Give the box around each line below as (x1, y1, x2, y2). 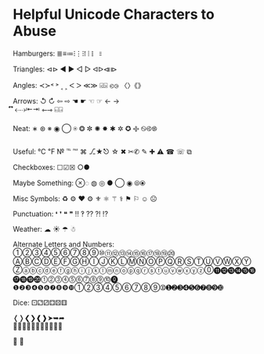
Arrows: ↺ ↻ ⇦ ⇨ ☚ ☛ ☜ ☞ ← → (13, 96, 120, 105)
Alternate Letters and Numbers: (13, 239, 115, 249)
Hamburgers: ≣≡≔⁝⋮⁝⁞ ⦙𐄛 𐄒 (13, 49, 104, 58)
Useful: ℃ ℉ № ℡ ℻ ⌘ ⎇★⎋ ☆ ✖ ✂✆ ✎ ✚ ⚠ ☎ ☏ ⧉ (13, 147, 193, 156)
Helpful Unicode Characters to (13, 5, 215, 24)
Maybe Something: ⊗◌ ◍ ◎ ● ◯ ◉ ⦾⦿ (13, 178, 146, 188)
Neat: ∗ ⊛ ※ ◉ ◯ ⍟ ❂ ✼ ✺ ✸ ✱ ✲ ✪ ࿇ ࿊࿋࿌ (13, 123, 157, 133)
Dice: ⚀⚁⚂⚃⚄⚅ (13, 297, 67, 307)
